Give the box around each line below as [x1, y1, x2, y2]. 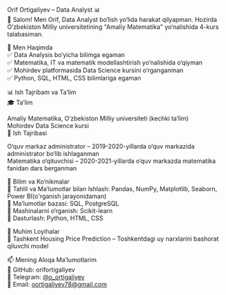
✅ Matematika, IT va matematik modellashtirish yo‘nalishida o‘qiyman [7, 58, 203, 67]
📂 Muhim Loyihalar [7, 228, 60, 235]
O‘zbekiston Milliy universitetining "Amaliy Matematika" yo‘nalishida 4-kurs [7, 23, 219, 31]
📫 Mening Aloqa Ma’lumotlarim [7, 256, 97, 263]
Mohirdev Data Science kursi [7, 122, 90, 129]
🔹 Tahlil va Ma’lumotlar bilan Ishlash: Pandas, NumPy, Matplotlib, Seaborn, [7, 185, 218, 193]
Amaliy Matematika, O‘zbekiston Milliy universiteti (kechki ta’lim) [7, 114, 189, 122]
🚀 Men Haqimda [7, 43, 53, 52]
